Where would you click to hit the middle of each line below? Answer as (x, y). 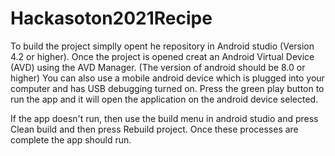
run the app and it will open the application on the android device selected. (164, 99)
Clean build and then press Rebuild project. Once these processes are (154, 129)
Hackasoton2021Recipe (111, 18)
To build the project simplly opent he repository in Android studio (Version (162, 46)
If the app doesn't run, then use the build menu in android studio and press (164, 118)
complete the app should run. (71, 139)
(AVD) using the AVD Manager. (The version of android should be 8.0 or (158, 67)
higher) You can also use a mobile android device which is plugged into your (167, 78)
